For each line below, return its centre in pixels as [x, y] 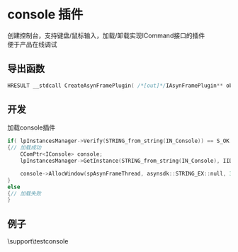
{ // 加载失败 [24, 193]
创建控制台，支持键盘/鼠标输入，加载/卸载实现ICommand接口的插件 [106, 35]
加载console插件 [32, 127]
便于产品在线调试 [32, 44]
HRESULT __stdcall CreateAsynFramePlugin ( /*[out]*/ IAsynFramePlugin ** [115, 86]
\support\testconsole [38, 241]
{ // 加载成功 [24, 148]
